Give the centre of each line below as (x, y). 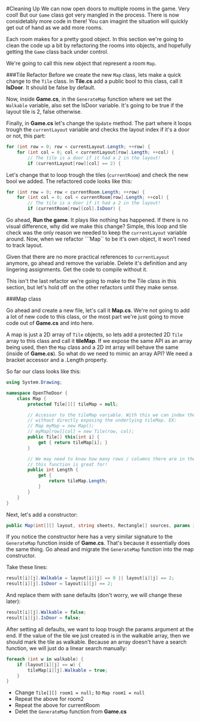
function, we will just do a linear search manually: (66, 648)
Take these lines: (27, 567)
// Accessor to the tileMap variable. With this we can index (106, 415)
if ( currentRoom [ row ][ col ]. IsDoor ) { (74, 209)
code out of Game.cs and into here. (50, 323)
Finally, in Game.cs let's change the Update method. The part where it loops (99, 123)
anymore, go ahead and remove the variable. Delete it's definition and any (97, 263)
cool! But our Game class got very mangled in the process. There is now (93, 15)
